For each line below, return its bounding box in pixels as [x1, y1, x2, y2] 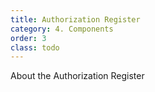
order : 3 [10, 33, 47, 43]
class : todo [10, 42, 60, 53]
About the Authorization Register [10, 70, 145, 82]
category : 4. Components [10, 24, 114, 34]
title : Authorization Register [10, 14, 141, 25]
